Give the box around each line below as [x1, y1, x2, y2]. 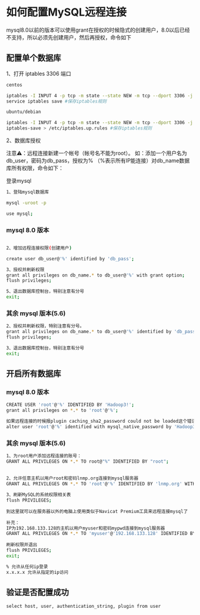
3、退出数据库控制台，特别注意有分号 [6, 345, 85, 351]
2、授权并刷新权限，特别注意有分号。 [6, 323, 85, 329]
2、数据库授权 [6, 137, 41, 144]
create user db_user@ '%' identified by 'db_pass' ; [6, 256, 135, 262]
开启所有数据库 [6, 368, 61, 379]
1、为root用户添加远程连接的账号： [6, 453, 82, 459]
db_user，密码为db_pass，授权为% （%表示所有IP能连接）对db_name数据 [6, 157, 190, 164]
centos [6, 82, 23, 88]
